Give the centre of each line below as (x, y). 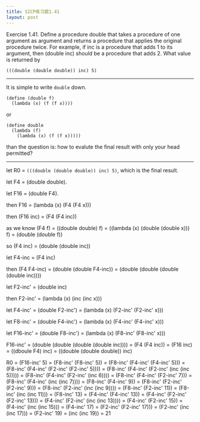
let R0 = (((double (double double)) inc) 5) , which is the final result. (92, 170)
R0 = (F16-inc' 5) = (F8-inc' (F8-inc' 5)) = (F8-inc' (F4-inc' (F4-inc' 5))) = (96, 362)
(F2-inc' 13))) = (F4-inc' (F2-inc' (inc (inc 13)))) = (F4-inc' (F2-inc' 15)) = (95, 401)
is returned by (23, 60)
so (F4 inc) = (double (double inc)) (49, 246)
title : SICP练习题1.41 (33, 12)
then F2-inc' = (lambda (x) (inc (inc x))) (54, 298)
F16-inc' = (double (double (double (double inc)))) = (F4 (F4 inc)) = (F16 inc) (99, 345)
